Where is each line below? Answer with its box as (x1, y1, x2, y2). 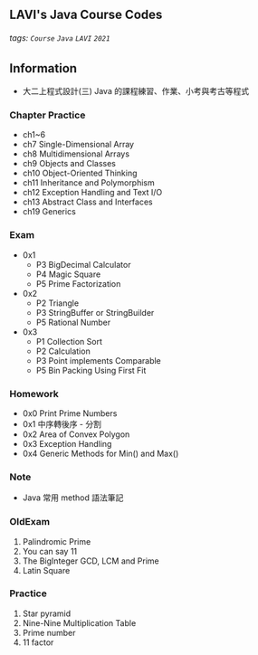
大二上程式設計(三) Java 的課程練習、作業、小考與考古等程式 (22, 86, 250, 97)
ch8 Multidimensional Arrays (22, 148, 129, 159)
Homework (9, 387, 59, 400)
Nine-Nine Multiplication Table (22, 617, 137, 628)
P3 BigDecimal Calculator (35, 259, 131, 270)
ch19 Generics (22, 206, 77, 217)
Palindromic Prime (22, 536, 91, 546)
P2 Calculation (35, 346, 91, 356)
